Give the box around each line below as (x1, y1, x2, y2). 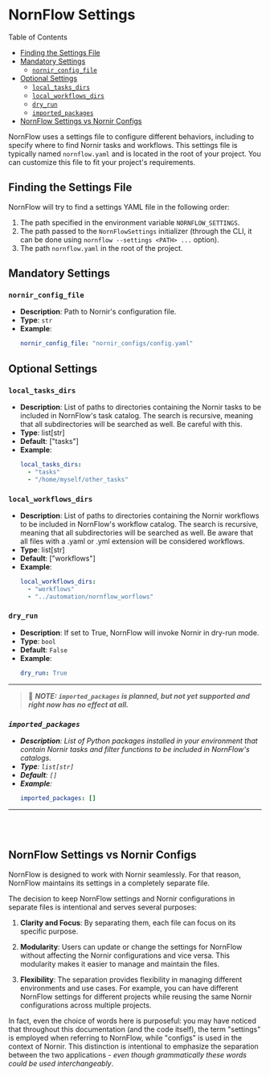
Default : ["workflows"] (19, 553, 96, 563)
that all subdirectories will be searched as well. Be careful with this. (19, 420, 243, 429)
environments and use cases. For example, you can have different (19, 983, 239, 992)
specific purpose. (19, 926, 79, 936)
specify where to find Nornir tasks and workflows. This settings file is (8, 140, 238, 150)
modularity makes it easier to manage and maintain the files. (19, 959, 219, 968)
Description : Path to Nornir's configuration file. (19, 307, 177, 317)
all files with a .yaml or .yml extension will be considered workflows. (19, 536, 245, 546)
